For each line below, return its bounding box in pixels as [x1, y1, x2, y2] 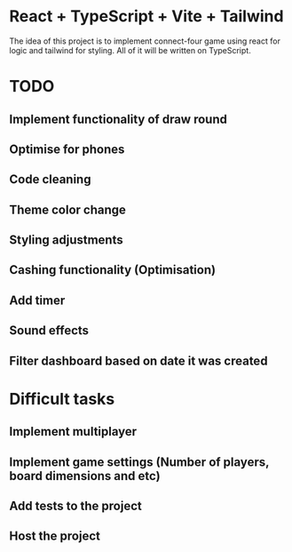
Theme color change [9, 202, 127, 217]
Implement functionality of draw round [9, 111, 228, 126]
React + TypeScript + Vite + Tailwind [9, 6, 284, 27]
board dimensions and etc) [9, 468, 162, 484]
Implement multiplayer [9, 424, 138, 439]
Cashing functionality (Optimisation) [9, 262, 216, 277]
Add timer [9, 292, 66, 308]
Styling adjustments [9, 233, 123, 248]
